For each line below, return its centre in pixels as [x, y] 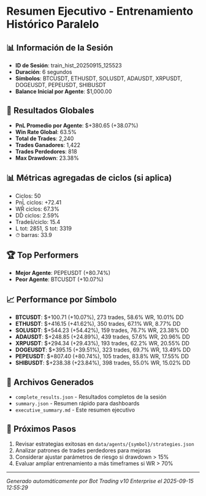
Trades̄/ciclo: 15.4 [38, 222]
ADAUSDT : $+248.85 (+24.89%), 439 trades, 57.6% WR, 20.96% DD [102, 337]
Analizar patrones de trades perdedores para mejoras [83, 450]
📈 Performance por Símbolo [62, 299]
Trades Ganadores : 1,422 [48, 145]
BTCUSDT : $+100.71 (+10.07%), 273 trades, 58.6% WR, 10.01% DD [99, 317]
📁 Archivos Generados [50, 382]
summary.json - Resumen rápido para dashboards [77, 404]
